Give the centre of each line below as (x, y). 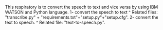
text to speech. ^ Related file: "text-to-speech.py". (55, 22)
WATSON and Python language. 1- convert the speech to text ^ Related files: (81, 12)
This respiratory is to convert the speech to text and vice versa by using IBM (81, 7)
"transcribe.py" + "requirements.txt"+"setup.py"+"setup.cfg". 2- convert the (82, 17)
